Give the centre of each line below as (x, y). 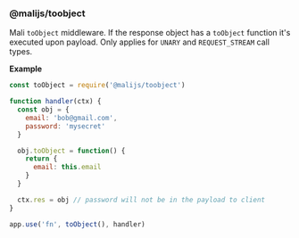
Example (26, 69)
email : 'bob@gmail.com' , (71, 118)
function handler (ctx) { (55, 102)
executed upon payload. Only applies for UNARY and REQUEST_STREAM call (140, 42)
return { (42, 159)
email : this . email (67, 168)
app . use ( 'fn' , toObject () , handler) (77, 224)
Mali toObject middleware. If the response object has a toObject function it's (150, 33)
